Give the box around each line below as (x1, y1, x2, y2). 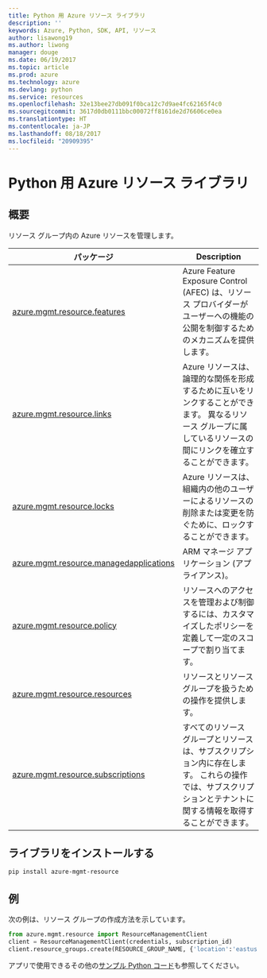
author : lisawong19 (8, 33, 73, 42)
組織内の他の (182, 483, 230, 494)
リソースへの (182, 585, 230, 596)
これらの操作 (199, 769, 248, 780)
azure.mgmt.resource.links (12, 408, 112, 419)
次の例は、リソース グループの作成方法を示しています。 (8, 914, 190, 924)
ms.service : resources (8, 93, 83, 101)
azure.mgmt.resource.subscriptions (12, 768, 145, 779)
